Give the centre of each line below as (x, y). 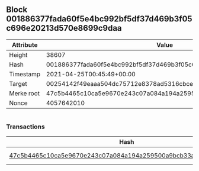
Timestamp (25, 74)
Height (18, 54)
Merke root (25, 93)
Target (18, 83)
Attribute (25, 45)
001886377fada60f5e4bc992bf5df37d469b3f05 (99, 19)
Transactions (26, 127)
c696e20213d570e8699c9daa (64, 28)
